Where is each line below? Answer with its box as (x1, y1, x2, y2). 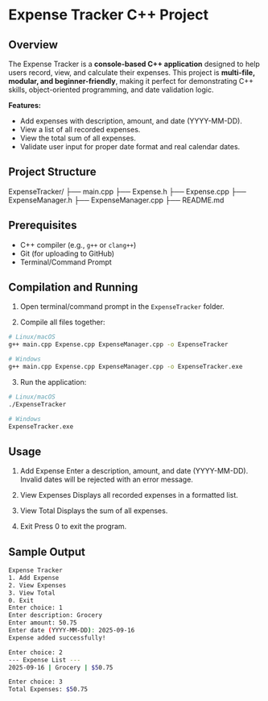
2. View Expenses (8, 581, 67, 590)
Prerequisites (8, 219, 77, 232)
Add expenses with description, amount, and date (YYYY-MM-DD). (19, 116, 243, 126)
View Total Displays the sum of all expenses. (19, 506, 168, 515)
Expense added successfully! (8, 633, 106, 642)
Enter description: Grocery (8, 611, 103, 620)
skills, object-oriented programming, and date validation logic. (8, 85, 214, 94)
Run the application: (19, 377, 87, 386)
